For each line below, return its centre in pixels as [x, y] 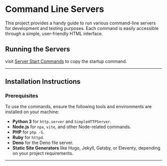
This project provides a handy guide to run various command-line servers [81, 23]
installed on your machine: [32, 112]
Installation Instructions [43, 82]
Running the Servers [38, 49]
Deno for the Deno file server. [43, 143]
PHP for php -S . [28, 132]
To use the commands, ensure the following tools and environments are [79, 107]
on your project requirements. [43, 154]
